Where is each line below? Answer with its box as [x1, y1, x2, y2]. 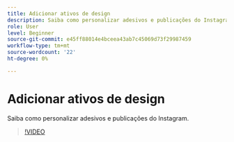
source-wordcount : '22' [7, 49, 77, 56]
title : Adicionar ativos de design [7, 10, 111, 17]
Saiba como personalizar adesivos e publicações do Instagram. [7, 114, 189, 122]
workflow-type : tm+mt [7, 42, 70, 49]
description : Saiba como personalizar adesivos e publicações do [7, 17, 201, 24]
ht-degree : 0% [7, 55, 49, 62]
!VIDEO [24, 127, 45, 136]
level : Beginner [7, 29, 54, 37]
